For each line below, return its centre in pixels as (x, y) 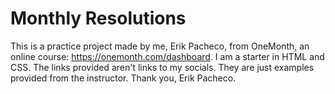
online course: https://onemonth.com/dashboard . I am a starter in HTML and (167, 56)
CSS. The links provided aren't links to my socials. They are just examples (162, 67)
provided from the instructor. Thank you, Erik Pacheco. (123, 78)
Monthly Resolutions (98, 18)
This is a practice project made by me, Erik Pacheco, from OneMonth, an (160, 46)
